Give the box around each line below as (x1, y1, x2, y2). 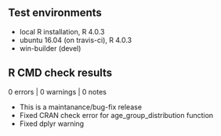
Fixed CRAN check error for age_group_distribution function (19, 110, 214, 120)
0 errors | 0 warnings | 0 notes (8, 87, 107, 96)
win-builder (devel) (19, 43, 82, 53)
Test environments (8, 6, 102, 20)
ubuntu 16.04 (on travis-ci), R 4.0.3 (19, 35, 132, 45)
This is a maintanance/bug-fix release (19, 102, 143, 112)
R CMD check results (8, 66, 113, 80)
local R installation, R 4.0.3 (19, 27, 105, 36)
